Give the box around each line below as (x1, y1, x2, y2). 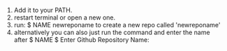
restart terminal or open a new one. (13, 13, 116, 22)
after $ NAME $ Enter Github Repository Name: (13, 36, 149, 44)
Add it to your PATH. (13, 6, 73, 14)
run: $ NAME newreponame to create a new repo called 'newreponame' (13, 21, 221, 29)
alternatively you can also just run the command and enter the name (13, 28, 211, 36)
